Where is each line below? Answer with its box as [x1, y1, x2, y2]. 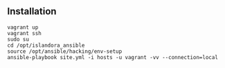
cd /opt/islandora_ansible [7, 42, 85, 49]
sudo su [7, 36, 30, 43]
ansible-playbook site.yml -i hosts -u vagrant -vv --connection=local [7, 54, 218, 60]
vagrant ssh [7, 30, 42, 36]
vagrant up [7, 23, 39, 31]
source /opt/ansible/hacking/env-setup [7, 47, 123, 55]
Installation [7, 5, 57, 17]
